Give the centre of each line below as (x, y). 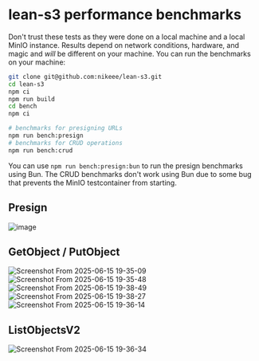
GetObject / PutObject (64, 251)
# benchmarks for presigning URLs (66, 128)
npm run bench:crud (41, 150)
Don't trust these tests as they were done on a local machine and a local (127, 37)
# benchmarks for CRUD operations (66, 143)
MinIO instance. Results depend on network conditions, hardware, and (124, 45)
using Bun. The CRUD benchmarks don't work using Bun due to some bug (130, 174)
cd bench (23, 106)
